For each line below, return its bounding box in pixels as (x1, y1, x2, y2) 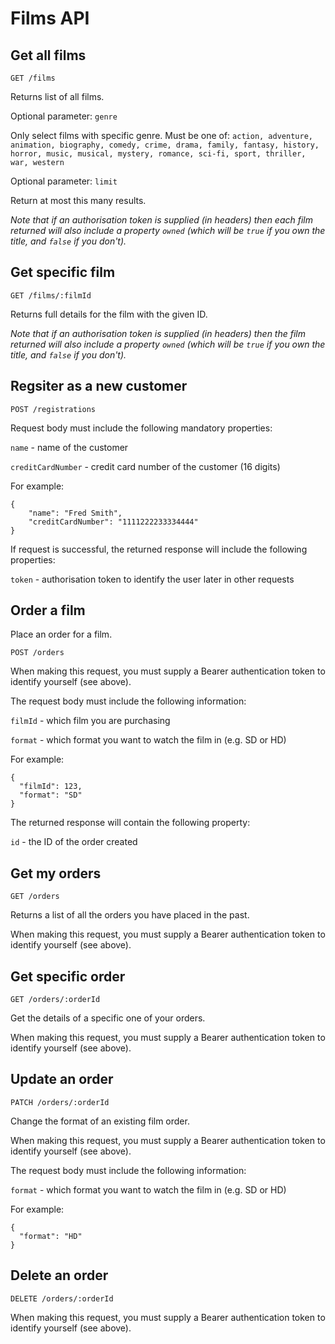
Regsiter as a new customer (10, 378, 188, 395)
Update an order (10, 1071, 114, 1088)
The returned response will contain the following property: (10, 817, 251, 829)
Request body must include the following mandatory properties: (10, 422, 273, 434)
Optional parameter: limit (10, 175, 118, 187)
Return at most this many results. (10, 195, 147, 206)
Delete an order (10, 1267, 109, 1284)
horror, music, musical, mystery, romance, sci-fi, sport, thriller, (10, 149, 307, 159)
